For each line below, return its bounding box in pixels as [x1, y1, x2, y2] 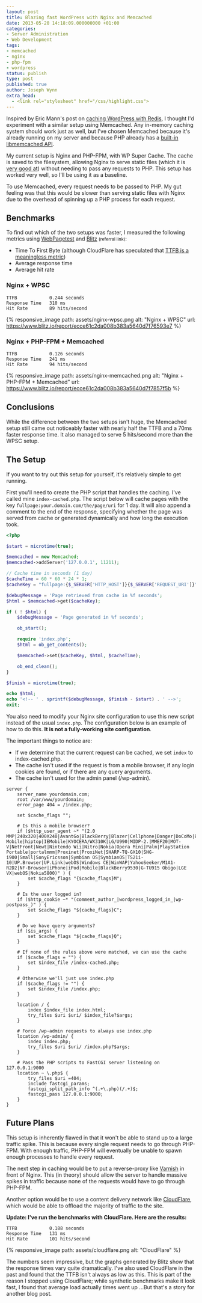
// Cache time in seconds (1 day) [6, 571, 93, 577]
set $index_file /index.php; [28, 986, 101, 992]
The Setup [6, 455, 46, 465]
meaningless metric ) [14, 253, 66, 260]
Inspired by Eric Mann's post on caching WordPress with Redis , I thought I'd [6, 115, 194, 122]
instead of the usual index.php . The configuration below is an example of [6, 719, 187, 726]
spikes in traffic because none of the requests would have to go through [6, 1177, 185, 1185]
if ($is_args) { [17, 928, 58, 934]
